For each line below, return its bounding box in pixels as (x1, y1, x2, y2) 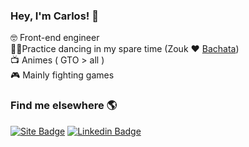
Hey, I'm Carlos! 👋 (10, 9, 99, 23)
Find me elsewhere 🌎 (10, 99, 118, 113)
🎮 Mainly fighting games (10, 69, 115, 81)
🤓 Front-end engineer (10, 32, 100, 44)
